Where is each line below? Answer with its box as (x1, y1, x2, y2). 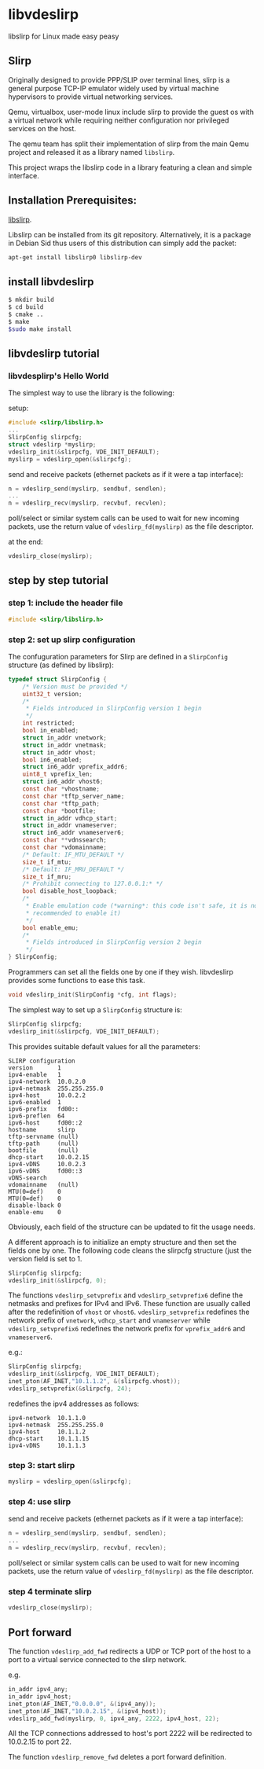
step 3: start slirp (8, 1459, 75, 1470)
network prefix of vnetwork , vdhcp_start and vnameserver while (8, 1316, 211, 1325)
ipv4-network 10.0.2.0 (8, 1077, 86, 1085)
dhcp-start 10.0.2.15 (8, 1153, 90, 1161)
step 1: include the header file (8, 597, 123, 608)
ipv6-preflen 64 (8, 1112, 65, 1120)
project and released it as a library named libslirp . (8, 147, 175, 156)
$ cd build (8, 303, 44, 311)
